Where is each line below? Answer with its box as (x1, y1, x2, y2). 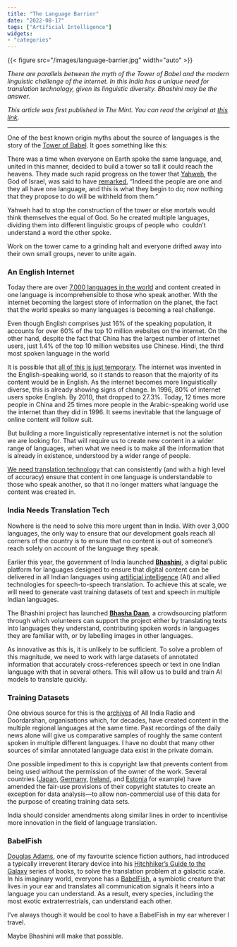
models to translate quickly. (7, 675, 87, 683)
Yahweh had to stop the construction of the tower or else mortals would (7, 206, 216, 215)
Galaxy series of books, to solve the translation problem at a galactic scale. (7, 867, 226, 876)
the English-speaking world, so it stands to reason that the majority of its (7, 370, 219, 379)
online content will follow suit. (7, 416, 94, 424)
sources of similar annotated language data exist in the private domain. (7, 746, 214, 755)
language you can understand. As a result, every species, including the (7, 890, 214, 898)
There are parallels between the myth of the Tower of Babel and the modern (7, 70, 229, 78)
